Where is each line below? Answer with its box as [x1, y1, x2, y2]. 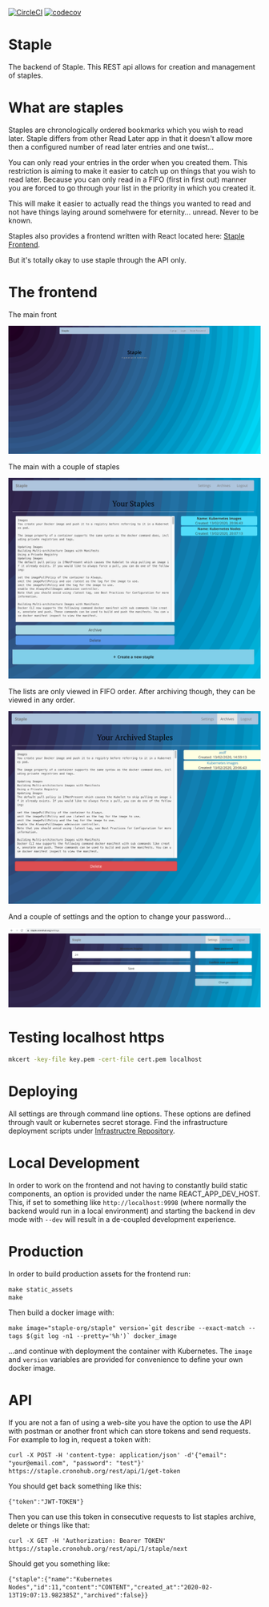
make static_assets [8, 1286, 74, 1294]
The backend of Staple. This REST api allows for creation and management [8, 62, 256, 71]
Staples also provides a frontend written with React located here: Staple [8, 231, 245, 240]
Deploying [8, 1083, 78, 1101]
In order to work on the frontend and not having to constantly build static [8, 1181, 248, 1191]
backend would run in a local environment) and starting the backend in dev [8, 1206, 256, 1216]
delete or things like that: [8, 1521, 90, 1530]
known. [8, 215, 33, 225]
